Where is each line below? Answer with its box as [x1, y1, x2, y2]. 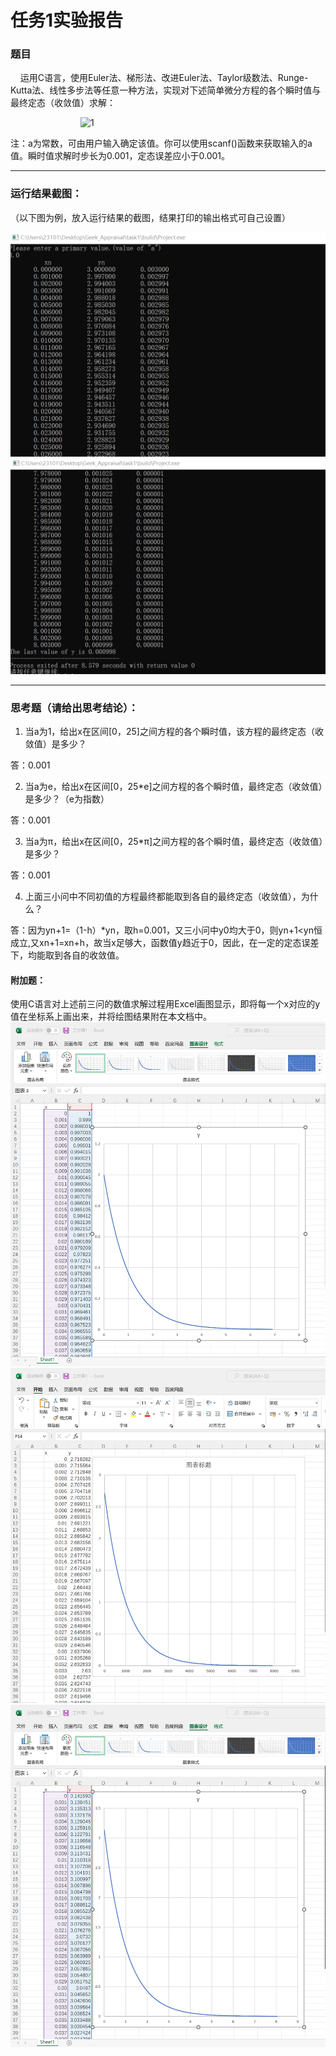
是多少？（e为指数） [24, 792, 110, 805]
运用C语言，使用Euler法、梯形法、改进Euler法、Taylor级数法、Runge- [19, 72, 309, 84]
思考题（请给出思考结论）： [10, 701, 139, 715]
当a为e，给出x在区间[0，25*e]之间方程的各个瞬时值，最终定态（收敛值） [24, 780, 323, 792]
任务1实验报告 [10, 9, 124, 32]
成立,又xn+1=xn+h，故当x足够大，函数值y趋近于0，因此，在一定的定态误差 [10, 936, 320, 948]
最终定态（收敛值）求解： [10, 97, 116, 109]
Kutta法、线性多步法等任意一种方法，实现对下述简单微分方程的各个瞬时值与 [10, 84, 322, 96]
